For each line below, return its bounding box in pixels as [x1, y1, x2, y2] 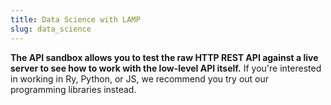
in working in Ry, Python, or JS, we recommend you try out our [10, 72, 270, 85]
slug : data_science [10, 24, 92, 34]
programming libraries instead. [10, 83, 137, 95]
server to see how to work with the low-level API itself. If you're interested [10, 62, 322, 74]
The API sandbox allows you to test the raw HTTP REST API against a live [10, 51, 319, 63]
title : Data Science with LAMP [10, 14, 141, 25]
